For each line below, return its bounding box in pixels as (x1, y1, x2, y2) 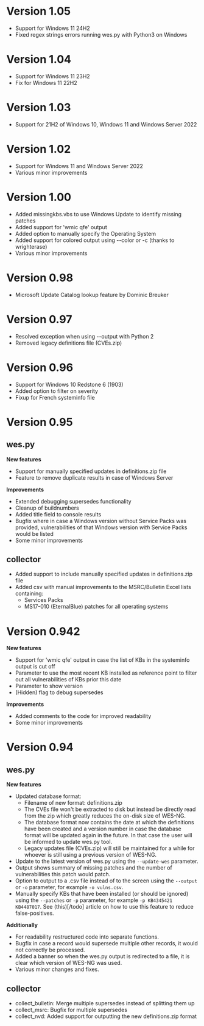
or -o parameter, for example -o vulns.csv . (15, 884, 124, 891)
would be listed (15, 530, 54, 537)
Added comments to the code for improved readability (15, 713, 152, 720)
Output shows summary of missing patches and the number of (15, 864, 172, 871)
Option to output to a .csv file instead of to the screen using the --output (15, 877, 198, 884)
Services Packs (24, 596, 63, 604)
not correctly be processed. (15, 946, 85, 954)
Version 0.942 (6, 625, 80, 638)
